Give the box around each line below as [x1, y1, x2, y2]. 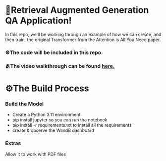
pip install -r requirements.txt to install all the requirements [12, 122, 132, 128]
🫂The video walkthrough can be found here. [5, 62, 115, 69]
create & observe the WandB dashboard [12, 127, 94, 133]
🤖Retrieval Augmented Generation [5, 4, 149, 16]
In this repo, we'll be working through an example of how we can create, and [5, 31, 162, 37]
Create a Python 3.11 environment [12, 111, 81, 118]
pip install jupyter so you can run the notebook [12, 117, 108, 123]
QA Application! [5, 15, 72, 26]
